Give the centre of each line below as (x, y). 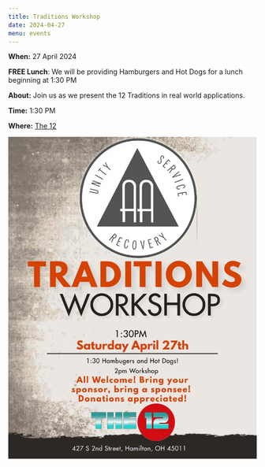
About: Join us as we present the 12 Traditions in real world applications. (127, 95)
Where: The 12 (32, 126)
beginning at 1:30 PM (43, 80)
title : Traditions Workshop (54, 17)
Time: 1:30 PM (32, 111)
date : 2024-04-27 (37, 25)
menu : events (30, 33)
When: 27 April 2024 (43, 57)
